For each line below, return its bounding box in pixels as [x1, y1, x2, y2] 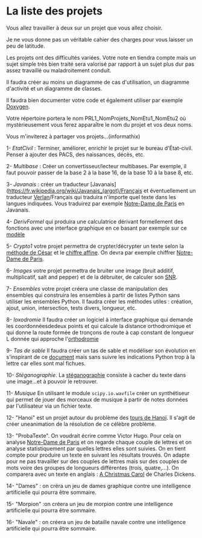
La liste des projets [6, 4, 103, 18]
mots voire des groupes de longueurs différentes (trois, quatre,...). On [6, 464, 179, 471]
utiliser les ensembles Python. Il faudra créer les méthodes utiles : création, [6, 297, 193, 305]
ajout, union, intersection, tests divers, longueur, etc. [6, 304, 137, 311]
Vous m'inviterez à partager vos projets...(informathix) [6, 133, 140, 140]
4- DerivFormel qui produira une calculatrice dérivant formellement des [6, 218, 184, 225]
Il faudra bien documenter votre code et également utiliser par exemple [6, 97, 183, 104]
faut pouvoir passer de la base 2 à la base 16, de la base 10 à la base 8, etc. [6, 169, 194, 176]
